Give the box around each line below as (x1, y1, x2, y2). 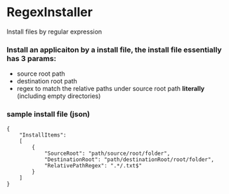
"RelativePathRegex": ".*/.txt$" (44, 162, 142, 169)
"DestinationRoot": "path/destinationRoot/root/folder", (44, 155, 215, 163)
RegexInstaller (6, 4, 93, 20)
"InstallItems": (19, 131, 67, 139)
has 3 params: (6, 53, 57, 63)
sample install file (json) (6, 109, 91, 119)
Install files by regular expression (6, 27, 103, 36)
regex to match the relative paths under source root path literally (16, 85, 205, 93)
